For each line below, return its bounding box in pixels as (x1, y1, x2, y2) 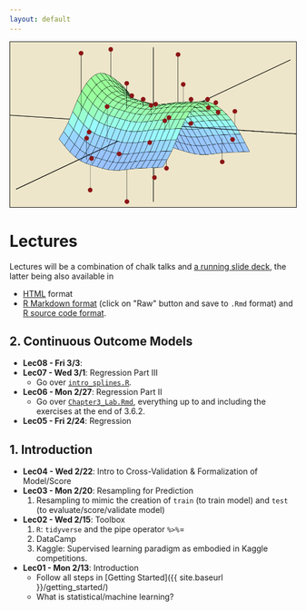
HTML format (22, 288, 74, 299)
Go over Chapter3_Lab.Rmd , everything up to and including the (35, 396, 266, 408)
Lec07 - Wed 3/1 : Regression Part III (22, 368, 159, 379)
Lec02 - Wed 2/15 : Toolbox (22, 514, 125, 526)
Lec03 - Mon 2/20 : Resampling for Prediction (22, 486, 193, 497)
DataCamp (35, 534, 76, 545)
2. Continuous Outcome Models (9, 333, 193, 349)
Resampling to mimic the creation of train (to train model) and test (35, 495, 289, 506)
